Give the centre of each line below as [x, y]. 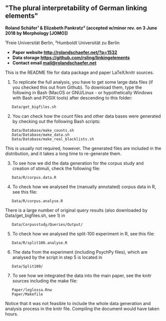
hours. [12, 314]
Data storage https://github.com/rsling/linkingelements [71, 57]
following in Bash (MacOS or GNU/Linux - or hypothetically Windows [82, 92]
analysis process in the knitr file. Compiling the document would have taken [82, 309]
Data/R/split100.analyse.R [40, 243]
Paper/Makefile [27, 294]
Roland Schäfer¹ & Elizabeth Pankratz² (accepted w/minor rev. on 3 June [81, 28]
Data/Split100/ [27, 266]
